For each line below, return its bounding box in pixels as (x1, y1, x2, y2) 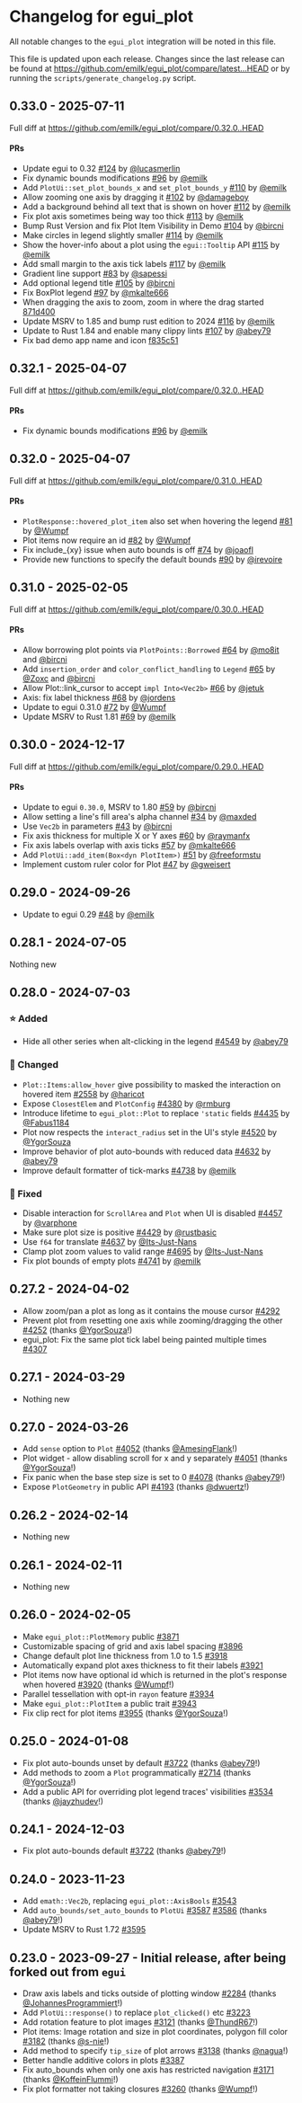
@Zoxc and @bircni (22, 673, 96, 684)
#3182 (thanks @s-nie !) (22, 2036, 110, 2046)
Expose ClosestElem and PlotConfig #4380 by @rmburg (22, 1098, 231, 1109)
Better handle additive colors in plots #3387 (22, 2055, 185, 2066)
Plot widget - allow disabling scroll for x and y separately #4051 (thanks (22, 1453, 288, 1464)
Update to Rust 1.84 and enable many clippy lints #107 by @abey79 (22, 325, 271, 336)
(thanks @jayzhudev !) (22, 1796, 104, 1806)
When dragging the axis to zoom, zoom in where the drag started (22, 297, 264, 307)
